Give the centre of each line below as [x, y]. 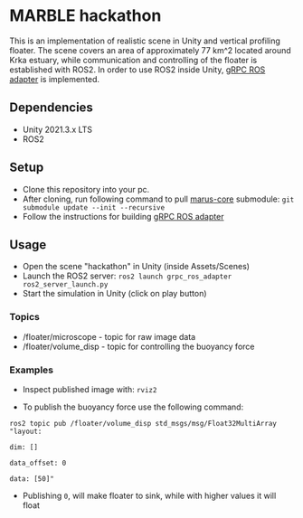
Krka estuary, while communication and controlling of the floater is [133, 60]
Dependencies [51, 108]
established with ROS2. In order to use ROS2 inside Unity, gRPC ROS [137, 70]
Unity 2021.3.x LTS [57, 129]
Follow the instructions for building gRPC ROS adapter [123, 216]
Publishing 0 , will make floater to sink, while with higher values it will [149, 495]
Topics [25, 317]
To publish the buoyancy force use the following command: [133, 407]
